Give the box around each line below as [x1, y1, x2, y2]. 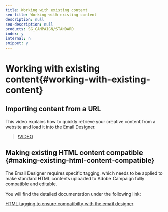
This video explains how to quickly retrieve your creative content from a [5, 118, 156, 124]
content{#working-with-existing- [5, 74, 151, 85]
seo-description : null [5, 21, 53, 27]
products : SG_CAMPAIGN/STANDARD [5, 27, 74, 32]
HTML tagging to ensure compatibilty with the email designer [5, 200, 134, 207]
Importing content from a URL [5, 105, 101, 113]
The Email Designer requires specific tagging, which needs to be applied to [5, 170, 163, 176]
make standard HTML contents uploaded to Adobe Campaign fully [5, 175, 145, 181]
